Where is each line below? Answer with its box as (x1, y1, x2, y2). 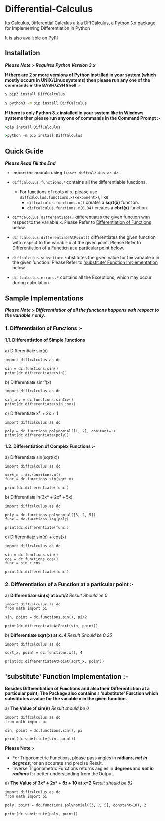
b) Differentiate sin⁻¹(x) (5, 379, 52, 385)
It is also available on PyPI (5, 35, 58, 41)
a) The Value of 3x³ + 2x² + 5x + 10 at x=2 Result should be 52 (5, 780, 133, 786)
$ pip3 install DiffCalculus (5, 91, 65, 97)
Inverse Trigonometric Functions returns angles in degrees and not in (12, 765, 154, 772)
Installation (5, 49, 40, 57)
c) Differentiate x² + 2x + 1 (5, 410, 58, 416)
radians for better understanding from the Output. (12, 771, 114, 777)
